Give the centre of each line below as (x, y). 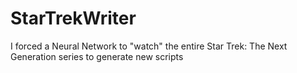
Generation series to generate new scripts (97, 56)
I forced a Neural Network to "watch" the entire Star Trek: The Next (149, 46)
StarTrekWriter (73, 18)
